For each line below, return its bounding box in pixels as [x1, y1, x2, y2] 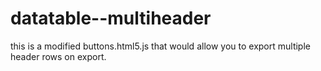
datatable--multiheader [10, 7, 212, 30]
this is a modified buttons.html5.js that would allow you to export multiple [10, 40, 311, 52]
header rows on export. [10, 50, 107, 62]
